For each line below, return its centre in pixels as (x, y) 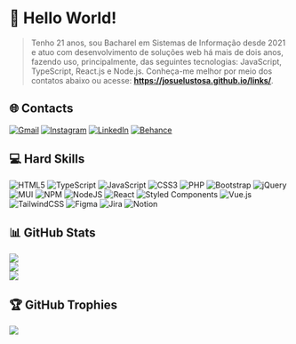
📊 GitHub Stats (52, 232)
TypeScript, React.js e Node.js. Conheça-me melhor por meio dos (152, 71)
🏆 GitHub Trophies (64, 304)
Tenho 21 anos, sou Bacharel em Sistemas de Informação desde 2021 (158, 43)
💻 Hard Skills (47, 159)
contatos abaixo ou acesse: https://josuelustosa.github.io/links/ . (152, 80)
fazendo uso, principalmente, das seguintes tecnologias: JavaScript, (156, 61)
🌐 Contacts (41, 109)
